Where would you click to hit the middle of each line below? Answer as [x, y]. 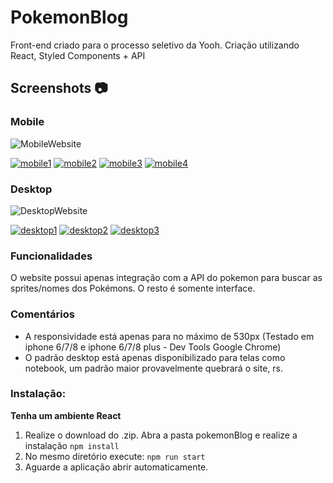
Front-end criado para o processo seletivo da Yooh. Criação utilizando [155, 45]
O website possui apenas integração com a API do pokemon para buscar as [166, 278]
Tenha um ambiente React [66, 415]
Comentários [42, 314]
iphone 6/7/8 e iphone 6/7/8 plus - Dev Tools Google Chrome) [153, 347]
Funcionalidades [51, 256]
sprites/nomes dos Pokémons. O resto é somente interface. [133, 288]
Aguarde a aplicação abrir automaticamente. [116, 467]
